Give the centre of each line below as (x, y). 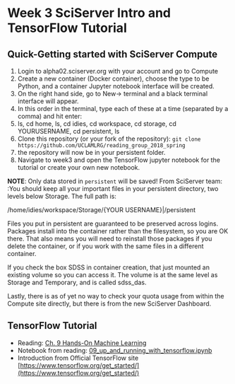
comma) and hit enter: (50, 116)
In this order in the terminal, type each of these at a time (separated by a (123, 109)
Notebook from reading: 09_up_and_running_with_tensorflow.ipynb (115, 350)
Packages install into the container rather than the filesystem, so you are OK (118, 231)
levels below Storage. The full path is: (62, 196)
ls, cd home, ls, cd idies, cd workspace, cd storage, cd (97, 124)
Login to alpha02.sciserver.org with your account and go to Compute (118, 71)
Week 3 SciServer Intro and (89, 13)
